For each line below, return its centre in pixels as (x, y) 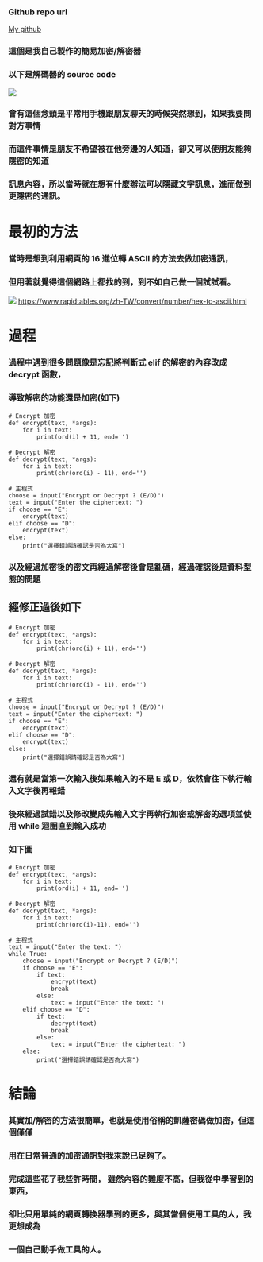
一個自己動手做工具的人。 (57, 1249)
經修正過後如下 (45, 608)
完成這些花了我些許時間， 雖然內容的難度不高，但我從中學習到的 (131, 1179)
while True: (28, 954)
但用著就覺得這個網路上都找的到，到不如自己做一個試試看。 (122, 282)
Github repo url (38, 12)
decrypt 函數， (37, 374)
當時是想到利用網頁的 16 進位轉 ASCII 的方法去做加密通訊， (121, 259)
